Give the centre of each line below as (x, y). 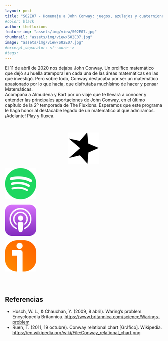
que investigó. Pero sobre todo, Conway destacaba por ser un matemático (82, 78)
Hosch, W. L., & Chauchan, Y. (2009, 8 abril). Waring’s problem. (78, 312)
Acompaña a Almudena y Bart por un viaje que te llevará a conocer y (76, 94)
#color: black (20, 21)
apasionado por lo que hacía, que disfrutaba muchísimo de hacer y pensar (82, 84)
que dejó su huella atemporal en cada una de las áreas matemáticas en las (82, 73)
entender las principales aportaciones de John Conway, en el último (75, 100)
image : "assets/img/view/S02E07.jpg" (44, 43)
